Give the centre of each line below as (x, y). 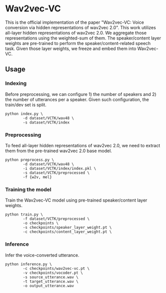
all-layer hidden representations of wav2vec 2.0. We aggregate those (76, 33)
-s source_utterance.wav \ (51, 277)
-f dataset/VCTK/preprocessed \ (56, 219)
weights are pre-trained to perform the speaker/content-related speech (78, 43)
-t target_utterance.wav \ (51, 281)
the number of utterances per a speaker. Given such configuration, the (77, 99)
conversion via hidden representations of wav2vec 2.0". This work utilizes (81, 27)
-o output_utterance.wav (49, 286)
